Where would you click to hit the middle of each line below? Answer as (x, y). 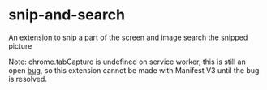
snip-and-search (67, 15)
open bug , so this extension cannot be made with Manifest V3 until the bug (134, 70)
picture (20, 45)
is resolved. (28, 79)
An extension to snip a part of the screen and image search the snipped (128, 37)
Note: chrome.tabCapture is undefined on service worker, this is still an (127, 62)
